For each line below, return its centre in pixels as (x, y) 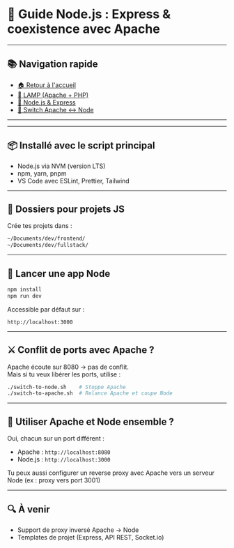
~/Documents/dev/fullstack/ (48, 245)
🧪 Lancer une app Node (59, 274)
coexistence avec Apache (84, 29)
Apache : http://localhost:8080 (64, 452)
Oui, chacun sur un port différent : (56, 439)
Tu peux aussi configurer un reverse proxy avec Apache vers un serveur (111, 473)
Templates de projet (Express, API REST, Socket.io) (91, 537)
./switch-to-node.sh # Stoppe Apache (67, 387)
